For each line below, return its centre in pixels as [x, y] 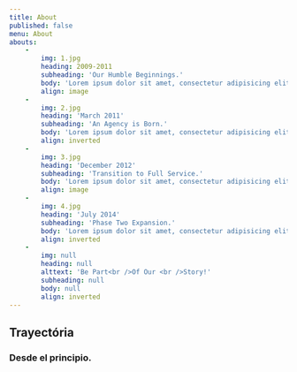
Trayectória [42, 332]
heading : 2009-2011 [77, 67]
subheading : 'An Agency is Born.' [104, 125]
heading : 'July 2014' [81, 214]
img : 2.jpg [61, 108]
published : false [41, 26]
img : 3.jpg [61, 157]
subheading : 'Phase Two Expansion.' [108, 223]
